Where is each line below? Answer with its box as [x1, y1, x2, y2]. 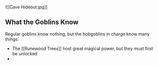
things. [5, 36, 19, 42]
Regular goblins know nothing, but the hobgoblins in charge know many [5, 31, 150, 37]
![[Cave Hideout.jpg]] [5, 4, 48, 10]
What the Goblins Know [5, 18, 79, 26]
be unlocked [12, 50, 38, 56]
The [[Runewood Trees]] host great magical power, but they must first [12, 46, 153, 51]
